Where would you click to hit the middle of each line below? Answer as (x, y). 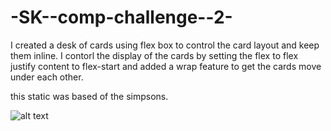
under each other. (47, 77)
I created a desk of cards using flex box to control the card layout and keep (165, 45)
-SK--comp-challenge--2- (121, 17)
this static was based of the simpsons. (89, 96)
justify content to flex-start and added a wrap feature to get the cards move (166, 66)
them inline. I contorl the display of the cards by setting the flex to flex (154, 55)
